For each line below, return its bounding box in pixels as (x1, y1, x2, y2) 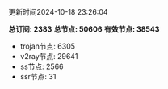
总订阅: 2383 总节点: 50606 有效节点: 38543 (8, 24, 160, 34)
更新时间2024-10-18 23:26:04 (8, 7, 108, 16)
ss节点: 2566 (19, 61, 64, 71)
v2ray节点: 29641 (19, 52, 78, 61)
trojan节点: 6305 (19, 41, 75, 51)
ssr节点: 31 (19, 72, 57, 81)
